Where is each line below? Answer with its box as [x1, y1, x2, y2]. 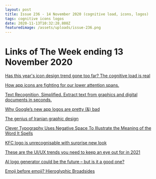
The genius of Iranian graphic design [5, 116, 79, 122]
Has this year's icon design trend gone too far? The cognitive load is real [5, 73, 151, 79]
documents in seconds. [5, 97, 52, 103]
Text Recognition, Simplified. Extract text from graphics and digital [5, 92, 138, 98]
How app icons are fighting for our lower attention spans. [5, 82, 120, 88]
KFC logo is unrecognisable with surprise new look [5, 140, 107, 146]
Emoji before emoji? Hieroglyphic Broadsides [5, 168, 95, 174]
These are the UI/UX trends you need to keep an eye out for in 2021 [5, 149, 140, 155]
